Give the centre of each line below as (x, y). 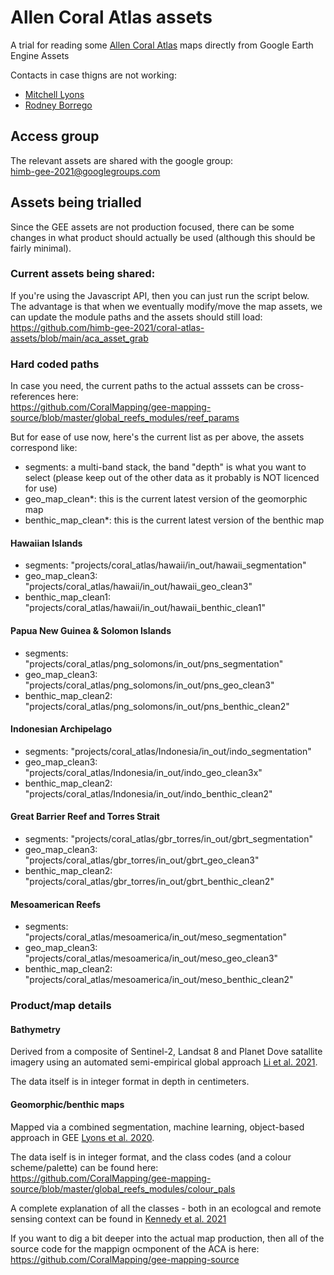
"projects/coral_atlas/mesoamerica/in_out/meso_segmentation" (156, 937)
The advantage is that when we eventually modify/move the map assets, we (166, 306)
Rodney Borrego (58, 105)
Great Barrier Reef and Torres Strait (85, 817)
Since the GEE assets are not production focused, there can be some (152, 227)
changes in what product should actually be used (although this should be (163, 237)
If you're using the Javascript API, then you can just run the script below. (160, 295)
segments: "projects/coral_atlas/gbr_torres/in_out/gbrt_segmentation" (169, 838)
